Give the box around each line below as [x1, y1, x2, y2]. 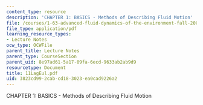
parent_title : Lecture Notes [6, 48, 80, 54]
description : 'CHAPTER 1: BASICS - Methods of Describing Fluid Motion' [6, 14, 193, 20]
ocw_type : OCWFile [6, 43, 53, 49]
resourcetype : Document [6, 64, 66, 71]
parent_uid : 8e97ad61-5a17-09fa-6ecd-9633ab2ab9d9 [6, 59, 137, 65]
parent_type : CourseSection [6, 53, 77, 59]
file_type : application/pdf [6, 25, 77, 32]
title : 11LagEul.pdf [6, 70, 59, 76]
